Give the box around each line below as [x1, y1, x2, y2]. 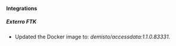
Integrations [6, 5, 38, 12]
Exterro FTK [6, 18, 37, 25]
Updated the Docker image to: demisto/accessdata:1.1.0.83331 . [14, 33, 171, 40]
